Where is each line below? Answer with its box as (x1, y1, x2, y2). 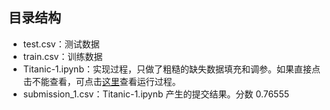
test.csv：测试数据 (22, 38, 100, 50)
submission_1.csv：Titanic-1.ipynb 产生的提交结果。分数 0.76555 (22, 88, 290, 100)
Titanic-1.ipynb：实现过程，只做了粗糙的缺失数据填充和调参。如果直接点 (22, 63, 321, 75)
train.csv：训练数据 (22, 50, 103, 62)
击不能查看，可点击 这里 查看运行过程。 (22, 75, 181, 87)
